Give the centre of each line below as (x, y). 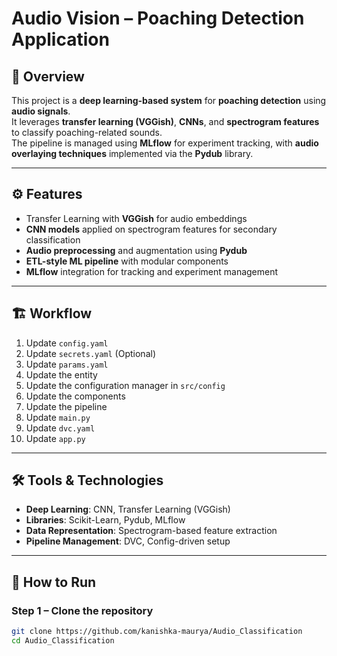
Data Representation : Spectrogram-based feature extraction (151, 531)
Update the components (75, 396)
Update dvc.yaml (60, 428)
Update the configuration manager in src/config (125, 385)
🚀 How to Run (54, 582)
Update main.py (58, 417)
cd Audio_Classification (63, 641)
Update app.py (55, 438)
